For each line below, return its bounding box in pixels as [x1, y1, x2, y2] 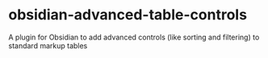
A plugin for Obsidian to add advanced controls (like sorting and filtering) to [8, 32, 260, 42]
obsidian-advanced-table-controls [8, 6, 248, 24]
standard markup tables [8, 40, 88, 50]
